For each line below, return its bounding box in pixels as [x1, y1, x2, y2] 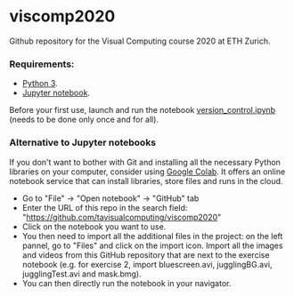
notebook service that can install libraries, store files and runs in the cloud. [9, 175, 283, 186]
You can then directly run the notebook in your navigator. [21, 277, 232, 288]
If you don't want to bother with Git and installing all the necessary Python [9, 157, 281, 167]
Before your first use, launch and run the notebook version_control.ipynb [9, 105, 276, 116]
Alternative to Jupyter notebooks [9, 136, 157, 148]
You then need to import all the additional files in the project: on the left [21, 230, 283, 241]
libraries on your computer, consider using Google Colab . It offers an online [9, 166, 286, 177]
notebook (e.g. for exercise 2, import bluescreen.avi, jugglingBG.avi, [21, 259, 273, 269]
